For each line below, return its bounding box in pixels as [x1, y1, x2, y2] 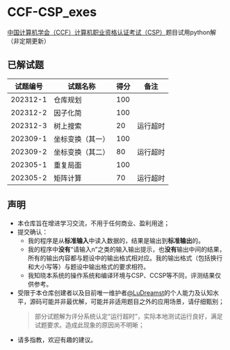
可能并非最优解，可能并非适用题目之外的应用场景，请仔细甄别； [41, 297, 224, 305]
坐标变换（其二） [54, 147, 110, 157]
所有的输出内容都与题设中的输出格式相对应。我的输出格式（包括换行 [27, 253, 223, 262]
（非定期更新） [7, 36, 50, 45]
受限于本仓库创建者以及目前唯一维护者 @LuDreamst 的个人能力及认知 [17, 288, 213, 296]
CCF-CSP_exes [7, 4, 97, 20]
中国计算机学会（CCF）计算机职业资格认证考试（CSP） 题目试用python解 [7, 28, 217, 36]
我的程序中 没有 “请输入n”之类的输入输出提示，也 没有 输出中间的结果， [27, 245, 226, 253]
